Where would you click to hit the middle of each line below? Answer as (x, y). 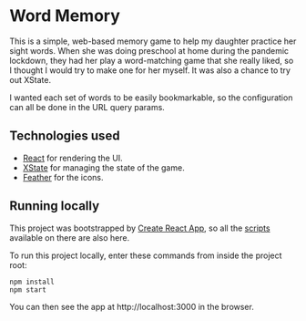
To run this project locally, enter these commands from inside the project (146, 255)
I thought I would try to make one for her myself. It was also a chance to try (150, 70)
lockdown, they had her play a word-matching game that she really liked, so (152, 60)
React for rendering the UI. (72, 158)
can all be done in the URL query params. (87, 107)
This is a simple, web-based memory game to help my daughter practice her (153, 41)
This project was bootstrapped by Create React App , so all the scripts (140, 228)
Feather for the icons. (63, 177)
